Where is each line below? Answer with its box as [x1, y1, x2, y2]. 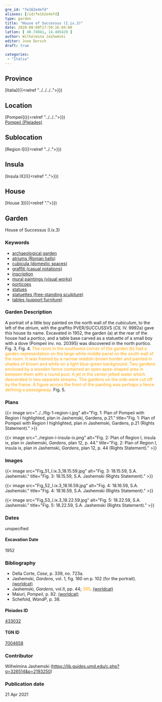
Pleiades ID [5, 607, 28, 613]
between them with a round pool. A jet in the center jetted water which [5, 371, 146, 377]
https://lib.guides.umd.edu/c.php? [52, 663, 120, 669]
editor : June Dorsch [5, 39, 47, 44]
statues [12, 286, 28, 292]
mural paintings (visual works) [12, 276, 73, 282]
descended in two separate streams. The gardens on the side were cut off [5, 376, 153, 382]
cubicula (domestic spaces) [12, 261, 68, 266]
